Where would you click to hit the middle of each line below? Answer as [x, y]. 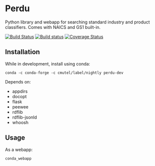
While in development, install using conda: [48, 63]
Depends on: [18, 82]
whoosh [20, 122]
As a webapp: [19, 149]
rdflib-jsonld [24, 117]
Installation [22, 52]
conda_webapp [18, 158]
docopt [19, 96]
